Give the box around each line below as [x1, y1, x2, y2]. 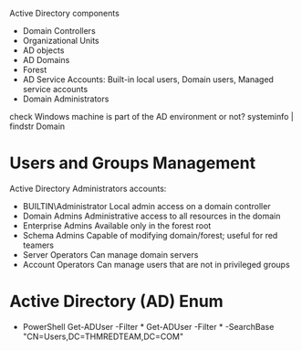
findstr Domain [9, 121, 66, 132]
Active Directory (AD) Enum [9, 292, 224, 312]
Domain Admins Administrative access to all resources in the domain [22, 210, 281, 221]
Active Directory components [9, 8, 120, 18]
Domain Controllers [22, 26, 96, 36]
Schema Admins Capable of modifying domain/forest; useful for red [22, 229, 278, 240]
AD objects [22, 45, 65, 56]
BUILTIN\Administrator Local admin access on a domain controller [22, 200, 271, 211]
